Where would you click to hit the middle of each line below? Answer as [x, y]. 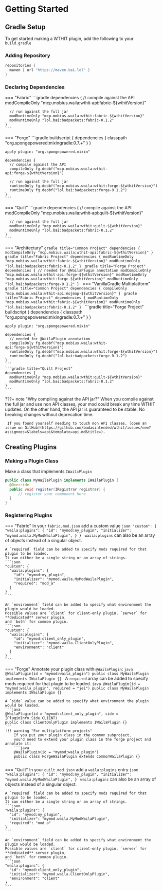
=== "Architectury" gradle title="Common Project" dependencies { [72, 248]
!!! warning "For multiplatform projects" [49, 731]
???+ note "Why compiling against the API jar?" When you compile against [80, 399]
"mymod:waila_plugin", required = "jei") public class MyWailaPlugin [77, 689]
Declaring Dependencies [35, 87]
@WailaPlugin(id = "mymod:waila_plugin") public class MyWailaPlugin [77, 674]
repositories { [20, 66]
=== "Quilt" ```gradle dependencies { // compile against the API [68, 208]
